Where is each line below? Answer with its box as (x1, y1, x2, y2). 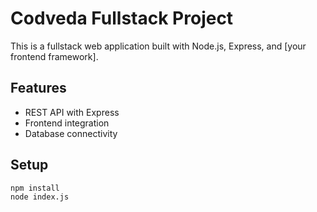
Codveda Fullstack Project (10, 7, 234, 30)
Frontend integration (24, 117, 110, 129)
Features (10, 80, 67, 97)
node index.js (10, 192, 70, 202)
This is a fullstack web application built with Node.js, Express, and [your (10, 40, 307, 52)
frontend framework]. (10, 50, 99, 62)
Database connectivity (24, 127, 118, 139)
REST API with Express (24, 106, 120, 118)
